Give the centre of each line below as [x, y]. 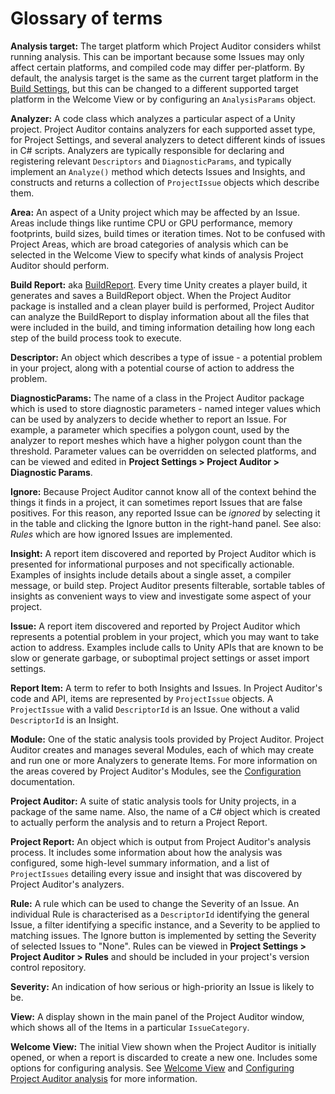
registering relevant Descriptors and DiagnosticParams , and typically [151, 161]
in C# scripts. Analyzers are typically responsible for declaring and [147, 150]
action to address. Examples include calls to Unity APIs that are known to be [167, 647]
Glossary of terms [86, 18]
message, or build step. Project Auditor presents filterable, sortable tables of [168, 585]
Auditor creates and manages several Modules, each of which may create [162, 749]
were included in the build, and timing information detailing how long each [162, 327]
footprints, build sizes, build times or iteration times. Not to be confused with [168, 233]
